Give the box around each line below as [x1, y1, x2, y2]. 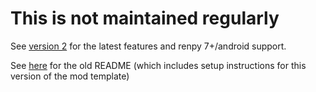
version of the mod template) [10, 70, 130, 82]
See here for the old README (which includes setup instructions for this [10, 59, 307, 71]
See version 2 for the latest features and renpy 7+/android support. [10, 40, 287, 52]
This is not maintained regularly [10, 7, 280, 30]
